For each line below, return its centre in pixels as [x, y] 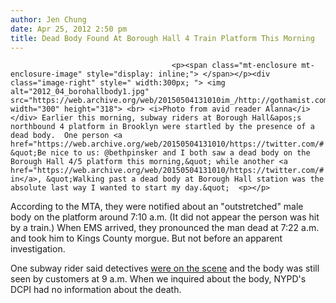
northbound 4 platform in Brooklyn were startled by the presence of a [162, 127]
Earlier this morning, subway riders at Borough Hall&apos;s [171, 118]
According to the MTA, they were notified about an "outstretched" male [157, 207]
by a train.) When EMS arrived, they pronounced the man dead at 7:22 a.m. [165, 228]
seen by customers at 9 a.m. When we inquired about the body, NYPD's [158, 279]
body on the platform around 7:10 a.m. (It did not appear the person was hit [165, 217]
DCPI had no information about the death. [96, 290]
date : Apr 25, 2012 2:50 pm [69, 29]
